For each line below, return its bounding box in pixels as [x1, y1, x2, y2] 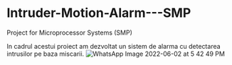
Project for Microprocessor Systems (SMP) [6, 28, 133, 37]
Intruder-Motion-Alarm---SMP [6, 5, 191, 21]
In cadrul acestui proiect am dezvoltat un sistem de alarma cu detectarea [6, 42, 221, 50]
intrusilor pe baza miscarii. [6, 49, 85, 58]
